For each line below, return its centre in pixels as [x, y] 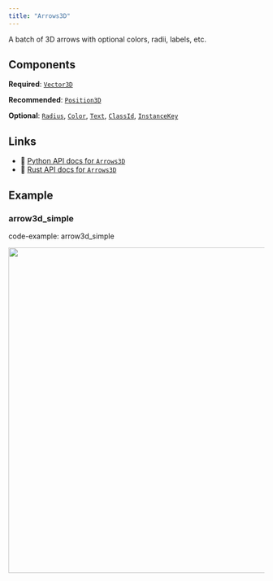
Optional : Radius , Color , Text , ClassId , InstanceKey [93, 116]
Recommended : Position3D [55, 100]
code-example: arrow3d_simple [62, 236]
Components [42, 65]
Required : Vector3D [41, 84]
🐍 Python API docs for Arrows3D [73, 161]
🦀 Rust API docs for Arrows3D [68, 170]
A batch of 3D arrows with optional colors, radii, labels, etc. [108, 39]
